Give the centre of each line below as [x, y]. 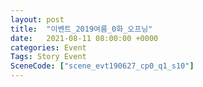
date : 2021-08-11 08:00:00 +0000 [84, 38]
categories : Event [48, 47]
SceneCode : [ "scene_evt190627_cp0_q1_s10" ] [102, 66]
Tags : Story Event [48, 57]
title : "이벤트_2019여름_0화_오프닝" [81, 29]
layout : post [37, 19]
